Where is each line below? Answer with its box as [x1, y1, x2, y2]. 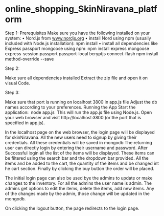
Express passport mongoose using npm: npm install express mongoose [5, 45, 149, 51]
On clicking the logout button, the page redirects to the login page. [5, 205, 140, 211]
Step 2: [5, 65, 20, 71]
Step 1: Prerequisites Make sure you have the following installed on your [5, 30, 150, 36]
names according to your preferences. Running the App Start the [5, 104, 136, 110]
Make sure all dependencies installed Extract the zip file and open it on [5, 75, 148, 81]
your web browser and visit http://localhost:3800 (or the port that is [5, 114, 141, 120]
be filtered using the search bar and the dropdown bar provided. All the [5, 155, 149, 161]
